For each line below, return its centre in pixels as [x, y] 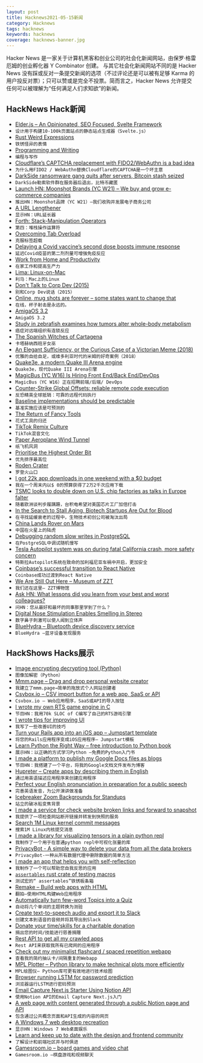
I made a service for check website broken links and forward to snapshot [106, 810]
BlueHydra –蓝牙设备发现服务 [48, 633]
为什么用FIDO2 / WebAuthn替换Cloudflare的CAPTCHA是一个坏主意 [89, 170]
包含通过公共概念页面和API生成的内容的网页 [62, 1016]
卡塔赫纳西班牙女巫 [35, 343]
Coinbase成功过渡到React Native [53, 575]
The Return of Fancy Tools [48, 414]
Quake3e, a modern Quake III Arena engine [69, 362]
